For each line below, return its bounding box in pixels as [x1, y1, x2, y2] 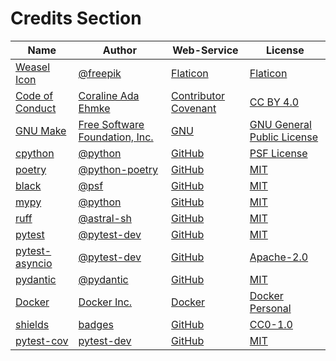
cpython [15, 146, 55, 160]
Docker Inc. [78, 295, 133, 309]
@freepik [78, 66, 122, 80]
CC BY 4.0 [249, 95, 300, 109]
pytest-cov [15, 333, 69, 347]
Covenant [171, 101, 217, 115]
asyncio [15, 256, 53, 270]
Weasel [15, 60, 51, 74]
